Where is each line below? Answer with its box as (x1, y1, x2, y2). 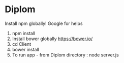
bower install (12, 46, 39, 52)
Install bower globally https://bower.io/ (12, 36, 93, 42)
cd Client (12, 41, 32, 47)
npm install (12, 30, 36, 36)
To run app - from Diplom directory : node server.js (12, 52, 119, 58)
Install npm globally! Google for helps (5, 20, 83, 26)
